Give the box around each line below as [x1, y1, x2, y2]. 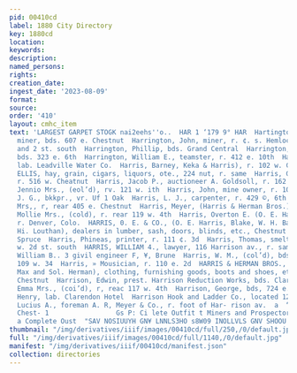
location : [9, 37, 46, 47]
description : [9, 54, 57, 63]
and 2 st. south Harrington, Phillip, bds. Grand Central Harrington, [17, 144, 291, 153]
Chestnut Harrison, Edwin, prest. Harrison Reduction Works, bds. [17, 276, 271, 285]
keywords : [9, 46, 46, 55]
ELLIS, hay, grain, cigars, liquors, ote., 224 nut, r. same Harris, [17, 169, 283, 178]
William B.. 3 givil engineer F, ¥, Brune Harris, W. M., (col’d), [17, 251, 275, 261]
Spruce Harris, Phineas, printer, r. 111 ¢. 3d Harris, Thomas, [17, 235, 267, 244]
